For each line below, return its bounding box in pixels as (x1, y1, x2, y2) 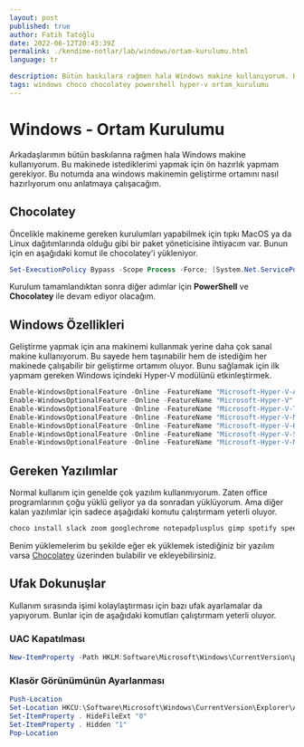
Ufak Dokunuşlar (9, 576, 107, 591)
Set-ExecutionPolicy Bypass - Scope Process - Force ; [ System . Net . (9, 264, 261, 274)
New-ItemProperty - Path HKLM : (9, 653, 124, 662)
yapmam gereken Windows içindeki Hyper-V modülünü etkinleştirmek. (9, 370, 272, 381)
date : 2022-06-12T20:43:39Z (9, 38, 116, 48)
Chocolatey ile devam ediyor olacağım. (9, 291, 157, 302)
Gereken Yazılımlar (9, 463, 119, 478)
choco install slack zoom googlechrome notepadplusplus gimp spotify (9, 524, 278, 533)
